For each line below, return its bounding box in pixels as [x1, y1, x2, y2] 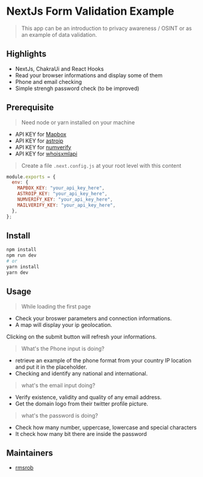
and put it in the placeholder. [15, 363, 87, 370]
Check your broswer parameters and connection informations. [15, 314, 172, 322]
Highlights [6, 49, 47, 59]
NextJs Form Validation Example [6, 4, 175, 18]
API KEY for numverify [15, 143, 71, 151]
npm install [6, 247, 37, 253]
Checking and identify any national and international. [15, 369, 148, 377]
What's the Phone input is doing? [21, 345, 105, 352]
